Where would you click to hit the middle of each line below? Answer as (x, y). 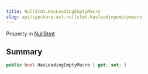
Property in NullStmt (30, 33)
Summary (24, 52)
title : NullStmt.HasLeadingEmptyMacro (53, 11)
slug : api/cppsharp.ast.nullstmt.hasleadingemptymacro (74, 17)
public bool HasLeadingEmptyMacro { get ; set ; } (66, 65)
